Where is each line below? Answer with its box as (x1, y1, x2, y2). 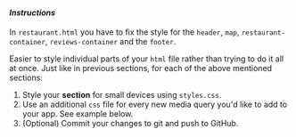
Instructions (9, 7, 56, 18)
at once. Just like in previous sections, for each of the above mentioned (9, 63, 273, 74)
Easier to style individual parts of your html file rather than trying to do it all (9, 53, 284, 64)
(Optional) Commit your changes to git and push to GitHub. (21, 118, 239, 129)
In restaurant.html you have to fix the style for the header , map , (9, 27, 240, 37)
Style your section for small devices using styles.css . (21, 90, 222, 101)
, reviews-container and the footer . (45, 36, 177, 47)
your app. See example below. (21, 109, 134, 119)
